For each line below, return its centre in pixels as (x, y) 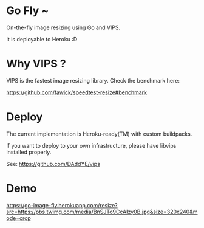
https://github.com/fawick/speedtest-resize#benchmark (77, 92)
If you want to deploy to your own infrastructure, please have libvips (91, 145)
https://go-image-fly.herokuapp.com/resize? (62, 205)
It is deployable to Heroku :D (42, 39)
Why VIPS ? (36, 64)
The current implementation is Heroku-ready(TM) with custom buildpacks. (99, 134)
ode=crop (19, 218)
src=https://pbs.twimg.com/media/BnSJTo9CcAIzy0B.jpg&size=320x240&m (102, 212)
